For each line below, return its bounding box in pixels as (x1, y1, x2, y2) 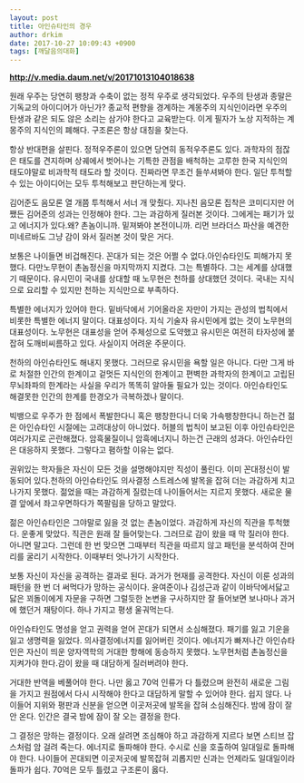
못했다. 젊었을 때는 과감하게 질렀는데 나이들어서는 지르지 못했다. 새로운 (33, 486, 283, 497)
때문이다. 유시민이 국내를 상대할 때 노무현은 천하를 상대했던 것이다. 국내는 (18, 273, 279, 284)
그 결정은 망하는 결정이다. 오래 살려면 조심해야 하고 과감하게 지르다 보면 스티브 (9, 730, 286, 741)
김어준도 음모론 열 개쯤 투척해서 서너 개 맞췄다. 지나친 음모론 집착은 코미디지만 (9, 197, 286, 209)
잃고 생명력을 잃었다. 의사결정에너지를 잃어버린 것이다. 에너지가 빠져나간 (9, 635, 264, 646)
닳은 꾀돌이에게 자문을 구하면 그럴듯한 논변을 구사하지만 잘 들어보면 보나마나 (9, 593, 279, 604)
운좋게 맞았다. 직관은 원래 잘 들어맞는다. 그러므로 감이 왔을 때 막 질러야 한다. (21, 528, 289, 540)
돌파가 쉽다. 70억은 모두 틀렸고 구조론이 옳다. (9, 764, 170, 776)
